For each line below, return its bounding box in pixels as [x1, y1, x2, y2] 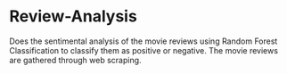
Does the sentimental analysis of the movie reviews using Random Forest [9, 36, 278, 46]
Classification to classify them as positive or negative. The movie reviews [9, 45, 279, 55]
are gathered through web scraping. [9, 54, 142, 65]
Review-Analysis [9, 6, 138, 27]
